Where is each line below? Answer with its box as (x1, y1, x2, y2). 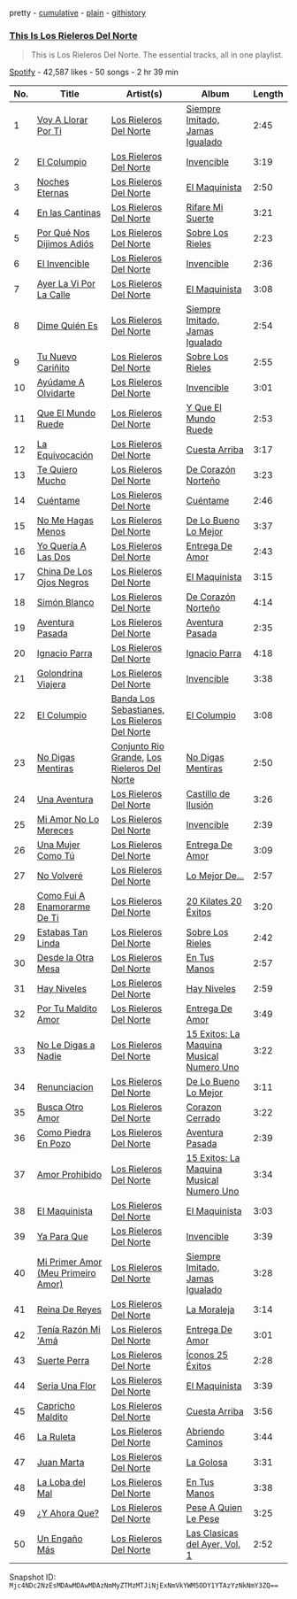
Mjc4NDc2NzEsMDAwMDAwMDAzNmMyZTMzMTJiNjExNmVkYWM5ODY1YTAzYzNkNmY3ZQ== (9, 1581, 278, 1590)
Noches (36, 176, 70, 189)
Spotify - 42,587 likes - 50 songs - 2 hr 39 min (9, 66, 179, 78)
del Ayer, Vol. (186, 1538, 241, 1550)
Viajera (36, 678, 66, 691)
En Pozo (36, 1138, 72, 1150)
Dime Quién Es (36, 320, 99, 332)
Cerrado (186, 1112, 221, 1124)
